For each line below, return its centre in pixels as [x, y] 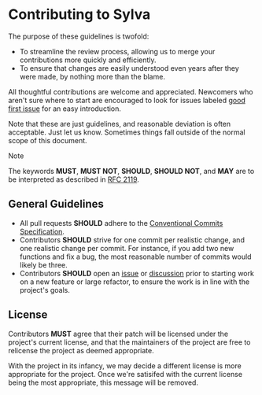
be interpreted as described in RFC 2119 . [74, 179]
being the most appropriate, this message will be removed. [103, 382]
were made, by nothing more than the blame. [92, 76]
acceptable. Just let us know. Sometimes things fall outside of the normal [127, 132]
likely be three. [44, 264]
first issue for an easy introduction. [65, 109]
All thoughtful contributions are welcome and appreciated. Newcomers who [131, 91]
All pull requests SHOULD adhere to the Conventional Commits [121, 223]
